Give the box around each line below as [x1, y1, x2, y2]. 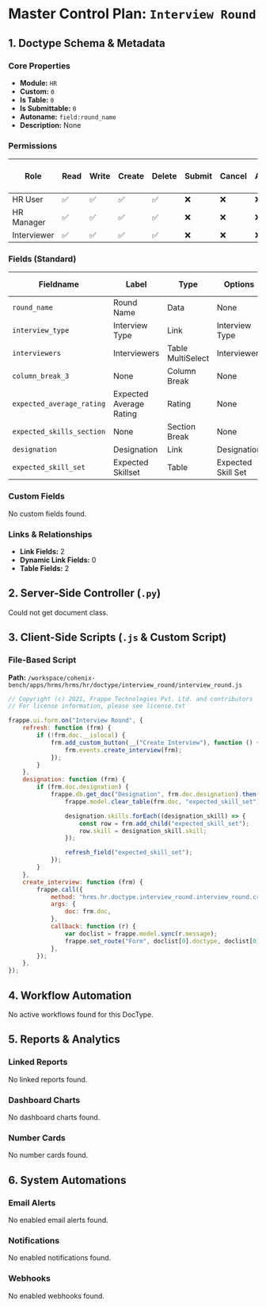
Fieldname [38, 279, 79, 290]
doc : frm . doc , [64, 908, 112, 916]
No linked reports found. [8, 1074, 88, 1084]
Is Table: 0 [19, 94, 55, 104]
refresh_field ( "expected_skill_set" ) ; [64, 849, 193, 857]
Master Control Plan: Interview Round [8, 5, 256, 23]
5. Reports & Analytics [8, 1033, 120, 1047]
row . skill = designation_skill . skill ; [78, 827, 207, 835]
